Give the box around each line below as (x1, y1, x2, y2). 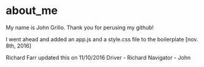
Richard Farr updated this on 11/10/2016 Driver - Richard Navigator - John (6, 54, 191, 61)
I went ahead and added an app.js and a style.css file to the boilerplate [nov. (6, 35, 198, 43)
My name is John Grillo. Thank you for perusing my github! (6, 24, 154, 31)
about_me (6, 4, 58, 18)
